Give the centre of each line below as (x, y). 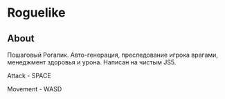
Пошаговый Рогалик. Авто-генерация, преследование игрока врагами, (112, 55)
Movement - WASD (35, 89)
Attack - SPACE (29, 75)
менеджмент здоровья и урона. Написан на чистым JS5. (92, 62)
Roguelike (36, 13)
